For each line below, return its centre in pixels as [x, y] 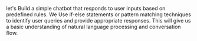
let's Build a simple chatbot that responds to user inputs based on [86, 8]
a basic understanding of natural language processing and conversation [93, 27]
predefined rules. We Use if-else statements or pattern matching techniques [99, 14]
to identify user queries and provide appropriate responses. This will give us [98, 20]
